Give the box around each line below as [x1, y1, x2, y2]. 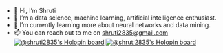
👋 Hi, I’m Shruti [13, 7, 56, 14]
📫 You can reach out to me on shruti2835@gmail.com [13, 29, 169, 37]
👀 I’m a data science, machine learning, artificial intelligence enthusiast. [13, 14, 217, 22]
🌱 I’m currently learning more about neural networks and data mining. [13, 21, 211, 29]
